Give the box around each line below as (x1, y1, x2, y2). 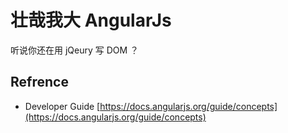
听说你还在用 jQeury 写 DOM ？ (10, 44, 140, 56)
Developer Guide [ (24, 100, 101, 112)
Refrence (10, 74, 69, 91)
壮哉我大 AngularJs (10, 9, 172, 32)
